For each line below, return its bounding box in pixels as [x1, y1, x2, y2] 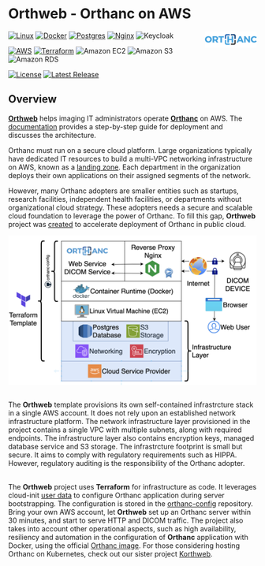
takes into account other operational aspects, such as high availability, [8, 523, 237, 533]
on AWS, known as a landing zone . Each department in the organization [8, 162, 241, 172]
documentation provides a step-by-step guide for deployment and [8, 121, 223, 131]
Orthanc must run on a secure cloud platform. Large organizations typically [8, 145, 252, 155]
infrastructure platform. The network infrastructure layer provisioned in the [8, 416, 251, 426]
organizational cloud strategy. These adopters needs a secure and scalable [8, 203, 253, 212]
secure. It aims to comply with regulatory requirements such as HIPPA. [8, 450, 237, 460]
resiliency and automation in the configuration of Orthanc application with [8, 532, 248, 542]
